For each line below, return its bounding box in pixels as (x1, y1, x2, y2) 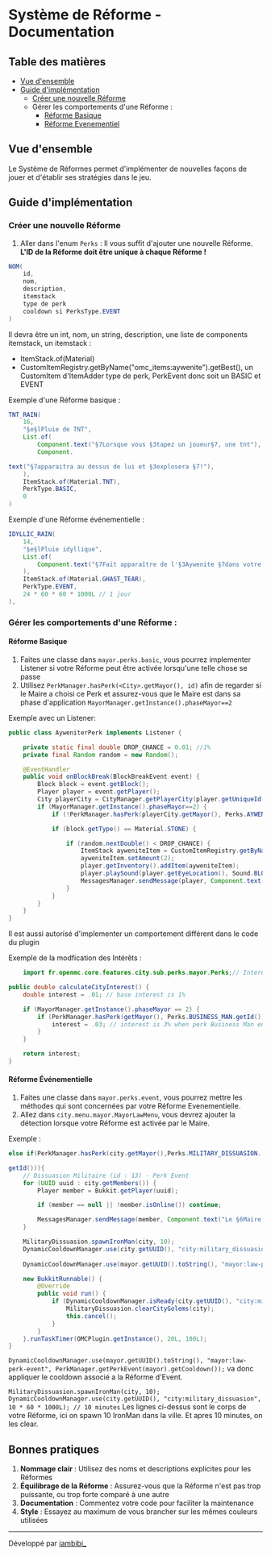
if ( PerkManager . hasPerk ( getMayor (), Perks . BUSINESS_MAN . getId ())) (37, 1013, 269, 1021)
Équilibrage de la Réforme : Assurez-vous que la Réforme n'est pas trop (19, 1481, 261, 1491)
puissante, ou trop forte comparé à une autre (19, 1490, 169, 1500)
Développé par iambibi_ (8, 1538, 87, 1549)
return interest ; (23, 1050, 81, 1058)
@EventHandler (23, 765, 70, 773)
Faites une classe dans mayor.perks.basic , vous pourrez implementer (19, 655, 252, 664)
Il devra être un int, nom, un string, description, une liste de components (8, 329, 248, 339)
